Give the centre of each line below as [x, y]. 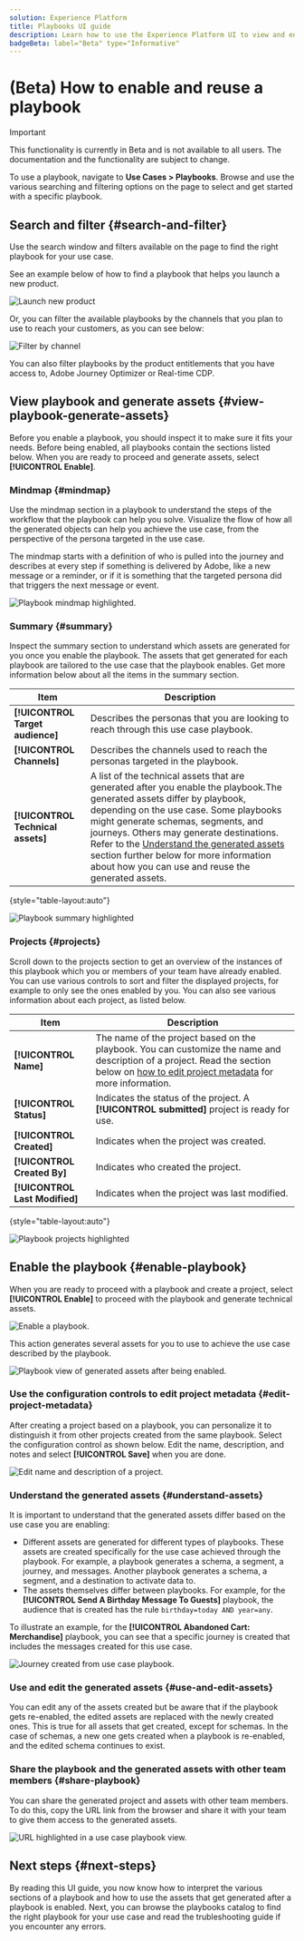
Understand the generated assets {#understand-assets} [137, 1495]
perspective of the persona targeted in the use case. [107, 539]
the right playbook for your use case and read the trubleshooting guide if [145, 1917]
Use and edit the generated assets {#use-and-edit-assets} [141, 1688]
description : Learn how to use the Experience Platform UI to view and [147, 34]
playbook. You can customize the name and [188, 1049]
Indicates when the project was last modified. [192, 1193]
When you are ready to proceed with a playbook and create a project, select [151, 1289]
